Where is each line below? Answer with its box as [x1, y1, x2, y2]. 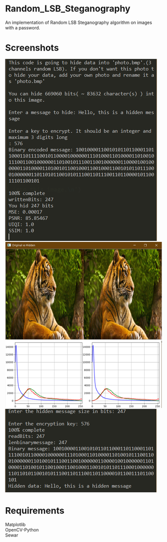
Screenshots [5, 42, 59, 54]
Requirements [5, 505, 65, 517]
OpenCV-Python [5, 527, 39, 533]
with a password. [5, 24, 41, 30]
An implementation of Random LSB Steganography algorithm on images [5, 19, 153, 25]
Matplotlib [5, 522, 26, 528]
